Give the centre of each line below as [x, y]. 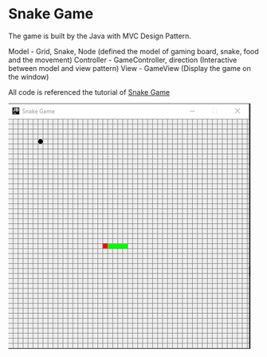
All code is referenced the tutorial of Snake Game [89, 92]
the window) [29, 76]
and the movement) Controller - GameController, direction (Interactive [123, 60]
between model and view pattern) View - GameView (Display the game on [130, 68]
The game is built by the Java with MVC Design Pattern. [100, 36]
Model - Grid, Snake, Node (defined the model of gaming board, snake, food [133, 51]
